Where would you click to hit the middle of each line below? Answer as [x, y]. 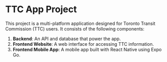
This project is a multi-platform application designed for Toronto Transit [80, 23]
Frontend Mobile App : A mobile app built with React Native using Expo [87, 49]
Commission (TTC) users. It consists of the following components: [75, 28]
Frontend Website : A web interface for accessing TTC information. [83, 44]
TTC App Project [41, 9]
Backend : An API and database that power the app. [67, 39]
